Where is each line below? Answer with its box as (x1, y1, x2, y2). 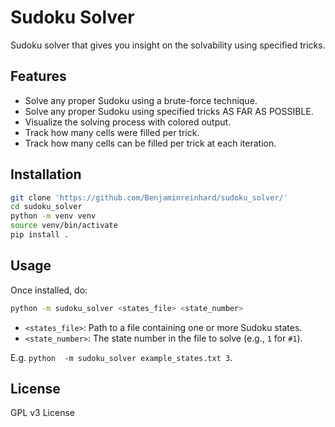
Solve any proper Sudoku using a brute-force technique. (24, 94, 258, 106)
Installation (10, 166, 82, 183)
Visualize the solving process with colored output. (24, 116, 232, 128)
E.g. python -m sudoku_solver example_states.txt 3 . (10, 351, 233, 363)
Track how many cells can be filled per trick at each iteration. (24, 137, 277, 149)
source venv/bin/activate (10, 221, 118, 231)
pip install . (10, 230, 70, 240)
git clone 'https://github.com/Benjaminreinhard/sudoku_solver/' (10, 192, 288, 203)
